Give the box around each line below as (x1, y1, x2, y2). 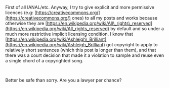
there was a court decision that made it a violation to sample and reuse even (5, 52, 164, 58)
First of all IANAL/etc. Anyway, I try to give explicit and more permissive (5, 5, 155, 10)
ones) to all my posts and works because (71, 15, 158, 21)
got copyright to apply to (106, 42, 158, 47)
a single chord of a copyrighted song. (5, 58, 83, 63)
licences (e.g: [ (5, 10, 36, 16)
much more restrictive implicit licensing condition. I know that (5, 31, 133, 37)
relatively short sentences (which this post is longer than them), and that (5, 47, 156, 53)
